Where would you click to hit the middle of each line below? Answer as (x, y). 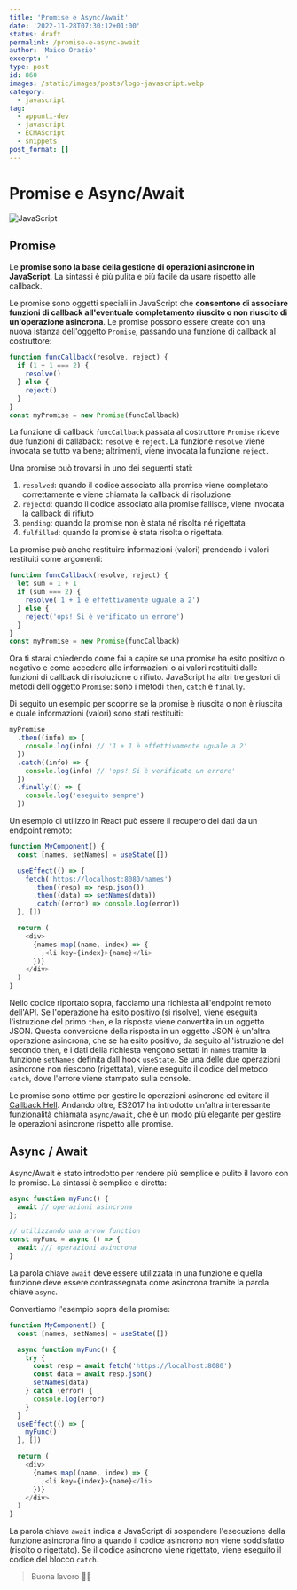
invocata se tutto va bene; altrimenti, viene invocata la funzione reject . (139, 451)
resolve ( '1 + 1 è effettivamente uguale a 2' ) (113, 600)
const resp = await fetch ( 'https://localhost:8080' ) (132, 1366)
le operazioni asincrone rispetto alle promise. (91, 1123)
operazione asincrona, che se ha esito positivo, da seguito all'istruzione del (146, 1040)
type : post (29, 67)
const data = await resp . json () (92, 1374)
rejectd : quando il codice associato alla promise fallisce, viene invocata (153, 504)
